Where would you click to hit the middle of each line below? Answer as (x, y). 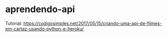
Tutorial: (14, 23)
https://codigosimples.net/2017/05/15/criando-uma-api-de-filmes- (93, 23)
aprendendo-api (40, 9)
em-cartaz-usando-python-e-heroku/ (45, 28)
